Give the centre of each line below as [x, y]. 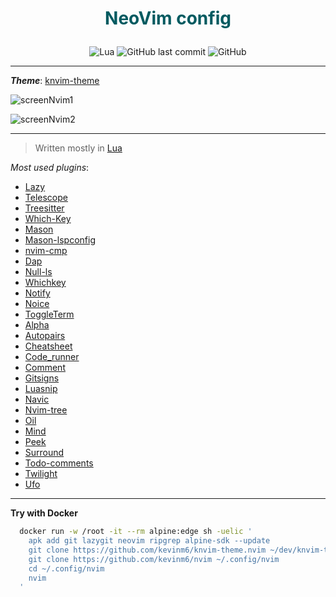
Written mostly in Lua [78, 148]
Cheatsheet [48, 346]
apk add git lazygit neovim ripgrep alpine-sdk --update [149, 541]
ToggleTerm [49, 314]
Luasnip [41, 389]
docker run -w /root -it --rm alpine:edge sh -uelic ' [136, 532]
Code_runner [52, 357]
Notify [37, 293]
